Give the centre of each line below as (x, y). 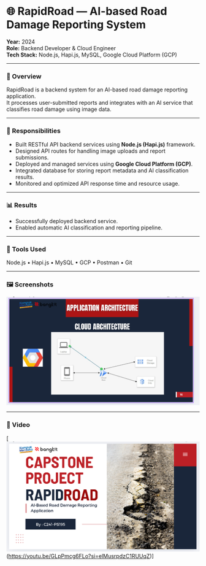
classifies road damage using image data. (59, 109)
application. (21, 96)
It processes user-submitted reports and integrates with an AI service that (100, 103)
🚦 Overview (24, 76)
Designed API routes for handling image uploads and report (90, 151)
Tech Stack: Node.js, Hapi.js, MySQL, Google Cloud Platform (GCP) (92, 55)
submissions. (32, 157)
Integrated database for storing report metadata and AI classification (102, 170)
